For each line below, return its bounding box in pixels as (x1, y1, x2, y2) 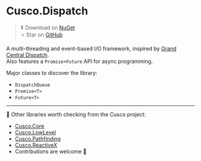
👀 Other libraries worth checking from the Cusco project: (6, 111, 147, 118)
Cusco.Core (14, 122, 45, 129)
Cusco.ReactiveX (14, 141, 57, 148)
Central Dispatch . (6, 51, 49, 58)
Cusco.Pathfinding (14, 135, 61, 142)
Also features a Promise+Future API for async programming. (6, 57, 153, 65)
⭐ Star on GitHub (20, 31, 63, 38)
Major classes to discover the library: (6, 69, 98, 76)
